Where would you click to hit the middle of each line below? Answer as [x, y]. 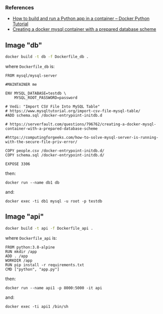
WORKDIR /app [19, 260]
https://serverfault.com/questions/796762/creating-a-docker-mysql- [83, 124]
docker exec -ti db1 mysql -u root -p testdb [54, 201]
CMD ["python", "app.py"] [32, 269]
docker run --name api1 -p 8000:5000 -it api [54, 288]
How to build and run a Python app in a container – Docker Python [81, 19]
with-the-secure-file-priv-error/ [42, 142]
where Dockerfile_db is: [30, 66]
